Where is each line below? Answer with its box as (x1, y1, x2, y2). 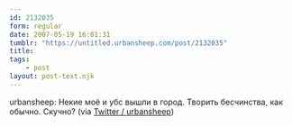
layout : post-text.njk (9, 72, 95, 81)
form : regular (9, 22, 63, 31)
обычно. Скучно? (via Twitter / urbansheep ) (9, 105, 175, 117)
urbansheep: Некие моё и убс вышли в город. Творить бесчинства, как (9, 96, 284, 107)
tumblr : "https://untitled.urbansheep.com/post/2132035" (9, 38, 228, 48)
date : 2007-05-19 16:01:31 (9, 30, 111, 39)
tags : (9, 55, 30, 64)
